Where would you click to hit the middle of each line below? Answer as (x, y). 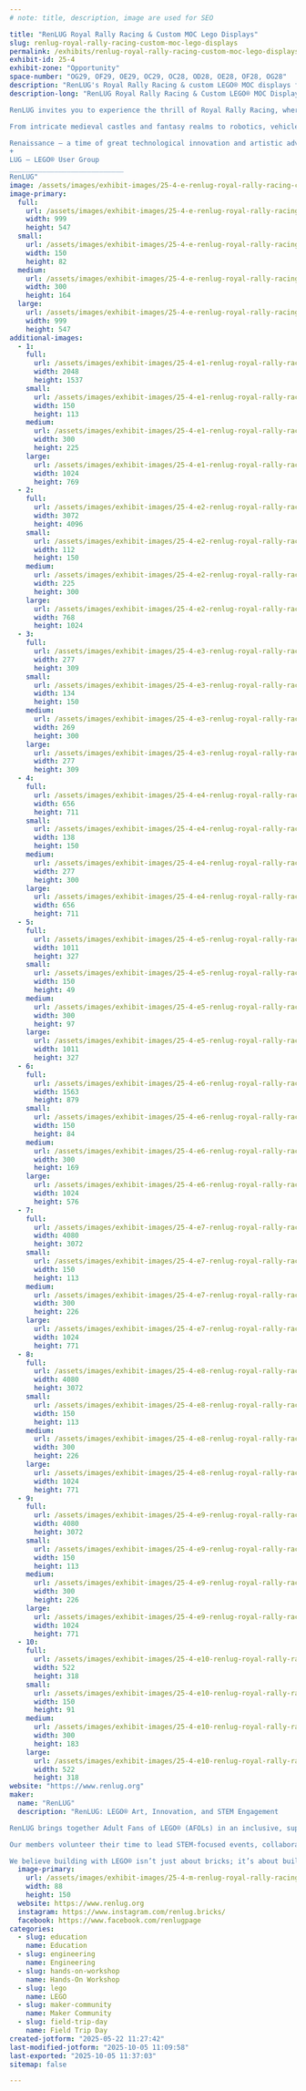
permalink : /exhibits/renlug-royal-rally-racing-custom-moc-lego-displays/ (156, 51)
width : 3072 (56, 516)
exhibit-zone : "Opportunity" (65, 68)
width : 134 (54, 693)
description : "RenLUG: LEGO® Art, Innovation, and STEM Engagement (148, 1811)
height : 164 (48, 296)
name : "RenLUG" (46, 1803)
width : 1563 (56, 1092)
